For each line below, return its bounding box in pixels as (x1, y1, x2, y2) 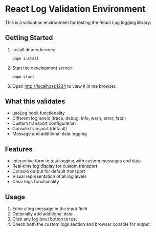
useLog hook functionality (12, 110, 65, 116)
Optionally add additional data (12, 211, 73, 216)
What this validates (5, 97, 66, 105)
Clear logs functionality (12, 179, 60, 185)
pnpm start (12, 74, 35, 79)
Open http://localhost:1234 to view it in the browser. (12, 83, 117, 89)
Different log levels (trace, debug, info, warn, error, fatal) (12, 116, 126, 121)
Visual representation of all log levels (12, 174, 87, 179)
